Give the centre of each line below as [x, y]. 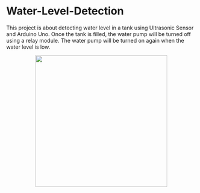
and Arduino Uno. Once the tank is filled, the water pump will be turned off [98, 34]
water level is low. [28, 47]
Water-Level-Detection [65, 11]
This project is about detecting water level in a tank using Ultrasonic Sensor [100, 28]
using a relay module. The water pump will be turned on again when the [95, 40]
